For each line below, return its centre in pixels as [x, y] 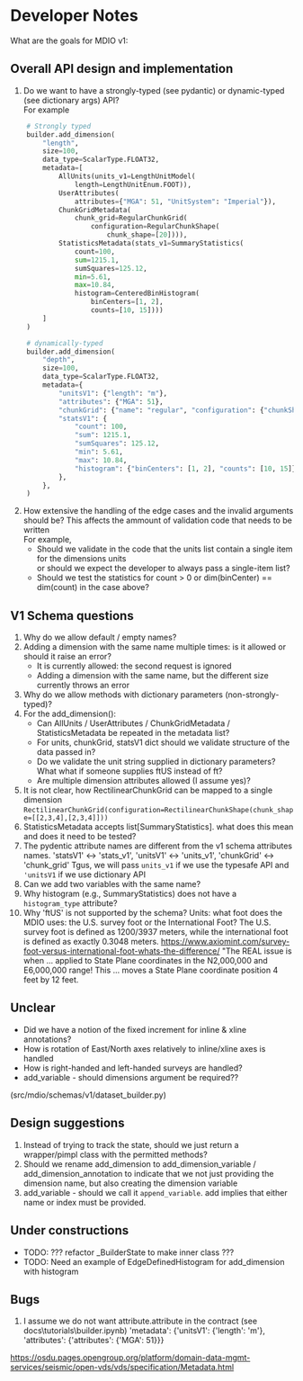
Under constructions [70, 1230]
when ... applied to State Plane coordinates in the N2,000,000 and [145, 961]
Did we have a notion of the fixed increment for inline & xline [134, 1029]
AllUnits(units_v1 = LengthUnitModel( [127, 176]
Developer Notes [74, 16]
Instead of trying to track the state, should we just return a [131, 1144]
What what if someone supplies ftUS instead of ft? [129, 771]
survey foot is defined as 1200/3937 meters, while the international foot [156, 932]
